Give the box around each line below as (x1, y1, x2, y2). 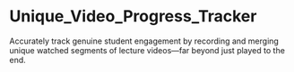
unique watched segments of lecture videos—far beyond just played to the (9, 44, 285, 55)
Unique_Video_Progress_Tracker (9, 6, 257, 27)
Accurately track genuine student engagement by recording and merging (9, 36, 280, 46)
